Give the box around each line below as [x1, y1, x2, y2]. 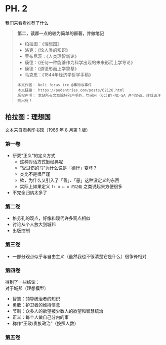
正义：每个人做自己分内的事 [12, 314, 69, 320]
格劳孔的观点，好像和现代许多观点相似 [12, 215, 90, 221]
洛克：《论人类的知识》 [24, 47, 71, 53]
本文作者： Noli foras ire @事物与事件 [17, 82, 92, 87]
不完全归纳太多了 [12, 190, 47, 195]
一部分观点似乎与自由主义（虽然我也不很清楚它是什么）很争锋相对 [12, 253, 147, 259]
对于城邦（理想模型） [5, 285, 48, 291]
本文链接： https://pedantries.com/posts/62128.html [17, 87, 124, 93]
